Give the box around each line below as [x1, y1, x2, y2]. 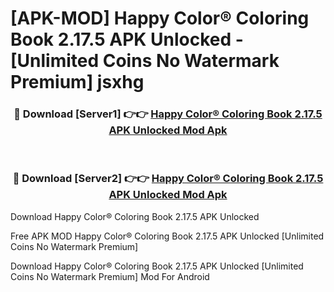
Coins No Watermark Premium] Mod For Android [10, 270, 210, 282]
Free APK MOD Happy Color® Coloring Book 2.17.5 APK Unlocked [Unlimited [10, 230, 325, 242]
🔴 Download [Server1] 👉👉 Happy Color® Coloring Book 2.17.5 [13, 107, 323, 121]
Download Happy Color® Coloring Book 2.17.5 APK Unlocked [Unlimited [10, 260, 304, 272]
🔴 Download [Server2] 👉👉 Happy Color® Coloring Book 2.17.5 [12, 172, 324, 186]
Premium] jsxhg [10, 71, 145, 94]
